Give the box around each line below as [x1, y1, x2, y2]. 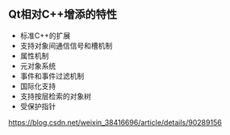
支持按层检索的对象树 [19, 91, 91, 101]
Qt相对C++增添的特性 [8, 7, 118, 22]
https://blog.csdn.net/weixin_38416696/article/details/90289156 [8, 117, 222, 127]
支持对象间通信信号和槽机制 [19, 40, 113, 50]
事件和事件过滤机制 [19, 71, 85, 81]
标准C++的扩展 [19, 31, 71, 40]
